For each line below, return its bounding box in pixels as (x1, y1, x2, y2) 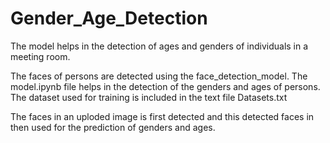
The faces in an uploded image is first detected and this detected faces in (10, 110, 315, 122)
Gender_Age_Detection (10, 7, 208, 30)
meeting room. (10, 50, 71, 62)
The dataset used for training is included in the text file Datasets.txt (10, 91, 288, 103)
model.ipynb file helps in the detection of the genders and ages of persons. (10, 80, 321, 92)
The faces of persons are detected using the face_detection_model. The (10, 70, 308, 82)
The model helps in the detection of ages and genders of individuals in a (10, 40, 309, 52)
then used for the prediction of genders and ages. (10, 121, 216, 133)
